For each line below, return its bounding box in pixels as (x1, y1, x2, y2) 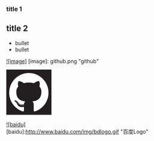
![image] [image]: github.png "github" (6, 57, 99, 64)
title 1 (6, 5, 22, 13)
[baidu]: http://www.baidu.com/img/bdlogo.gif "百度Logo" (6, 128, 149, 135)
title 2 (6, 23, 28, 34)
